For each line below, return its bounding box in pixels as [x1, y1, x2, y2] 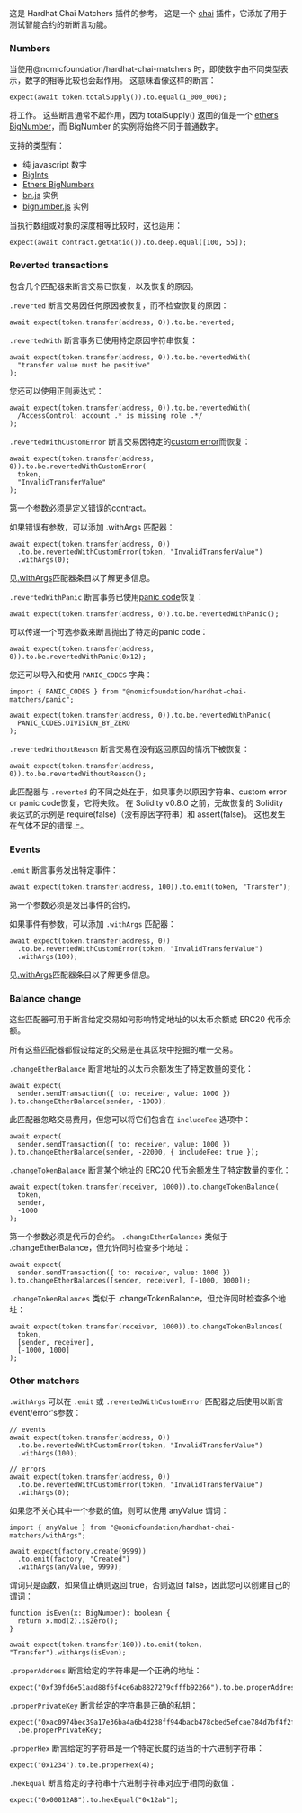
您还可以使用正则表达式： [9, 385, 104, 396]
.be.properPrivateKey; [17, 1726, 102, 1736]
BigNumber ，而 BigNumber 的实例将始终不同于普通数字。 [9, 121, 224, 132]
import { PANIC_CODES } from [9, 687, 119, 696]
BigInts [22, 169, 49, 180]
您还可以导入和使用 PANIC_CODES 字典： [9, 669, 153, 680]
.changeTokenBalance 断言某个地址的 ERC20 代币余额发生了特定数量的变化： [9, 1165, 291, 1175]
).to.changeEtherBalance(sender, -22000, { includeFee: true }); [9, 1147, 259, 1157]
